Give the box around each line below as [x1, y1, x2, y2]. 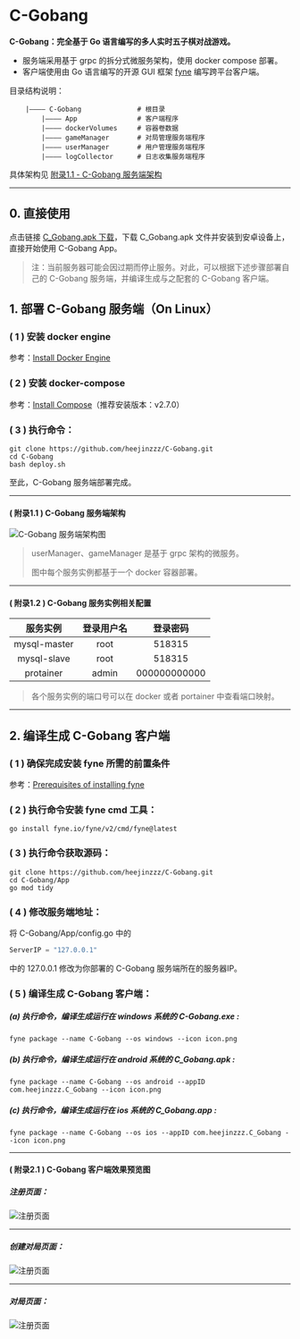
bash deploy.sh [9, 460, 66, 469]
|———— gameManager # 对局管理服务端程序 [41, 133, 205, 142]
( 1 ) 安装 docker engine [9, 331, 112, 343]
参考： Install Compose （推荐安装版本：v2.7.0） [9, 399, 185, 409]
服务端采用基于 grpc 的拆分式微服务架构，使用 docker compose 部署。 [21, 55, 283, 65]
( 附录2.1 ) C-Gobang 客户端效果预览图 [9, 1164, 151, 1175]
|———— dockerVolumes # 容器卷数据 [41, 123, 179, 132]
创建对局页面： [9, 1241, 64, 1251]
